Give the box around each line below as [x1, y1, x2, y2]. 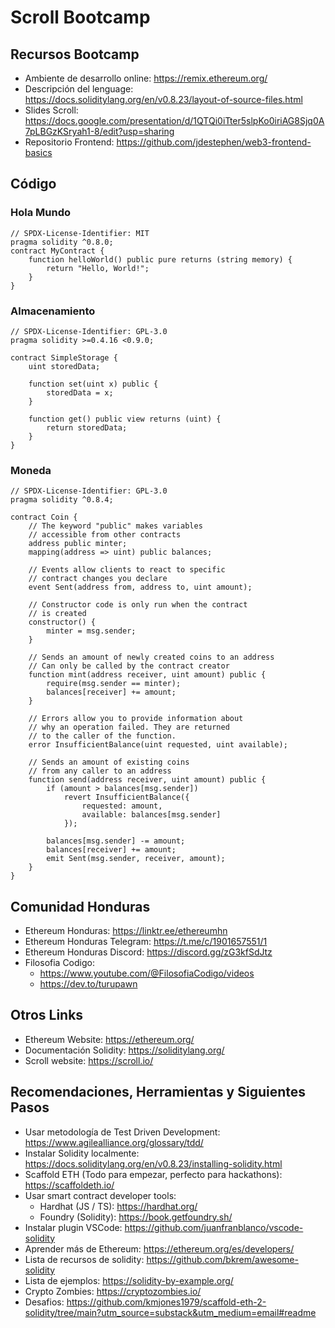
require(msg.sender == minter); [46, 679, 182, 689]
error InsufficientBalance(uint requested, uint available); [28, 740, 288, 750]
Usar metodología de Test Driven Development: [24, 1126, 221, 1138]
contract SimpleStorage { [10, 352, 118, 363]
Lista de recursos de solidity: [24, 1253, 145, 1265]
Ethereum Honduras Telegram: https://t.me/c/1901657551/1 [24, 936, 268, 948]
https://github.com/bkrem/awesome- [146, 1253, 299, 1265]
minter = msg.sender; [46, 626, 137, 636]
